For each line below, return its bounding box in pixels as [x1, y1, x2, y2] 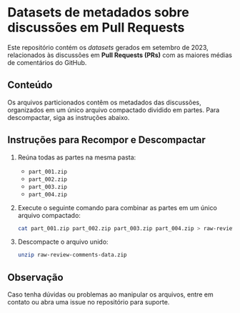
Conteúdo [7, 79, 53, 91]
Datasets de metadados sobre [7, 4, 189, 21]
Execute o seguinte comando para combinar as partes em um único [17, 203, 218, 212]
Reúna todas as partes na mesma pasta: [17, 153, 136, 162]
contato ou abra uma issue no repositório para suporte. [7, 298, 170, 307]
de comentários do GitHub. [7, 58, 87, 66]
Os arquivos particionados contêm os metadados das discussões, [7, 98, 201, 106]
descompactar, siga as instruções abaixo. [7, 113, 130, 121]
